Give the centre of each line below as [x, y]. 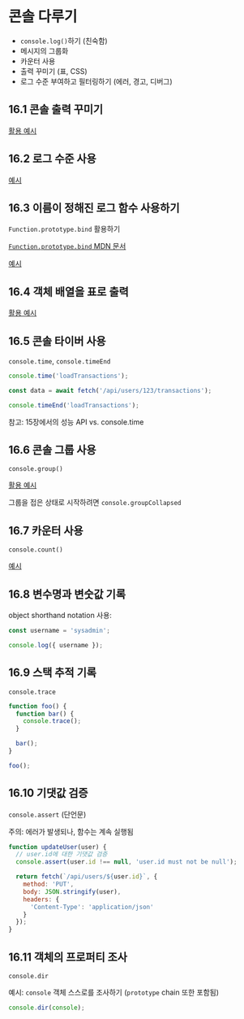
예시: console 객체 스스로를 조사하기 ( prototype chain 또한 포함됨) [114, 992]
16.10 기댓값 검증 [48, 793]
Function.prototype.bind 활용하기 [64, 229]
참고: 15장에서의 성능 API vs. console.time [76, 422]
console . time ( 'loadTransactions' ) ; [68, 376]
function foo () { [38, 706]
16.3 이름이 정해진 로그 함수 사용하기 [94, 208]
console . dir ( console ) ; [47, 1008]
